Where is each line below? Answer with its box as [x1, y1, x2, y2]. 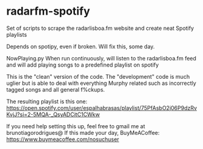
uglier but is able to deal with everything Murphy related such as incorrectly [6, 79, 196, 87]
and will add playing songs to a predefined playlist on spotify [6, 61, 159, 68]
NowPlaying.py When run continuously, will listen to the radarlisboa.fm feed [6, 54, 197, 62]
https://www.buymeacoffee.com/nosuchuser [6, 136, 119, 143]
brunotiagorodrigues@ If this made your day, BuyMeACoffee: [6, 129, 160, 136]
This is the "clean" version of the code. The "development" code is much [6, 73, 190, 80]
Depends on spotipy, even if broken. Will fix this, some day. [6, 43, 155, 50]
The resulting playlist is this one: [6, 98, 88, 105]
